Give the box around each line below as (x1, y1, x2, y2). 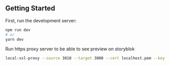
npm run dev (5, 27, 31, 32)
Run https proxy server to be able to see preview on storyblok (5, 46, 135, 52)
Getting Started (5, 4, 55, 13)
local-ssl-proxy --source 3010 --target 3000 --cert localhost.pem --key (5, 56, 165, 61)
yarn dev (5, 37, 24, 42)
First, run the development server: (5, 17, 77, 23)
